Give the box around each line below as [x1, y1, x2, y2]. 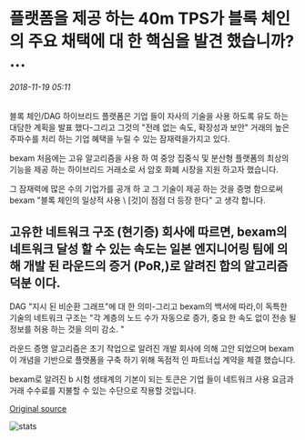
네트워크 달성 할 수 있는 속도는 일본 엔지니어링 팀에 [9, 241, 275, 256]
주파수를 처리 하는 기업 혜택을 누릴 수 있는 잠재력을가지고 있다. [9, 134, 230, 145]
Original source [9, 404, 67, 415]
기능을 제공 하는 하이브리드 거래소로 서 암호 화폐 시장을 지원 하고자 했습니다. [9, 165, 280, 175]
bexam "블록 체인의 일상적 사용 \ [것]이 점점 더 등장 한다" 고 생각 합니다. [9, 195, 266, 205]
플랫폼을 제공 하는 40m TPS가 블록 [9, 8, 258, 29]
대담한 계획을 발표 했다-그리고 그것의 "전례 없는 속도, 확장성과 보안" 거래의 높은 [9, 122, 290, 133]
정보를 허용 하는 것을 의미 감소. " [9, 324, 125, 335]
